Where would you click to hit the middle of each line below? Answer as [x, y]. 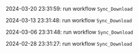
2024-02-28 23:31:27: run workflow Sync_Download [69, 44]
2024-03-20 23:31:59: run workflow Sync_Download [69, 9]
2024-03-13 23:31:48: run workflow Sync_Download [69, 20]
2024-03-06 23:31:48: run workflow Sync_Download [69, 32]
